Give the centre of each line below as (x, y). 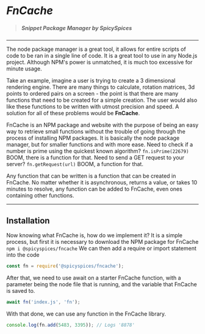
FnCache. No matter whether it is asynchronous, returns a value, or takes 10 (102, 183)
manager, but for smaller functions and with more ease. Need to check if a (100, 145)
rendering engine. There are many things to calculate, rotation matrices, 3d (101, 87)
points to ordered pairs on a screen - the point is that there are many (92, 94)
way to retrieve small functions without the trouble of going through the (96, 132)
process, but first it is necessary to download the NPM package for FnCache (103, 241)
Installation (28, 220)
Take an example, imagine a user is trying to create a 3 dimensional (91, 81)
